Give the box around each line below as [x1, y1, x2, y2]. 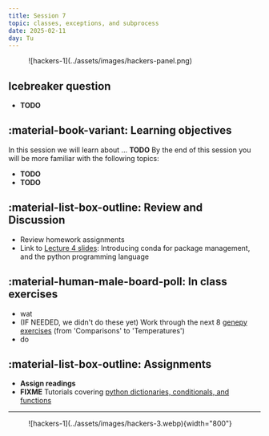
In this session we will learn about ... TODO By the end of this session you [8, 145, 251, 155]
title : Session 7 [8, 11, 66, 20]
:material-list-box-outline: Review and [8, 201, 203, 215]
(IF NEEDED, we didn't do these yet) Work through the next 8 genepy [19, 317, 248, 327]
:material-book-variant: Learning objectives [8, 123, 232, 137]
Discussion [8, 213, 66, 227]
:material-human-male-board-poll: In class [8, 275, 227, 289]
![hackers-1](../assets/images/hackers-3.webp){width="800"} [28, 418, 232, 429]
